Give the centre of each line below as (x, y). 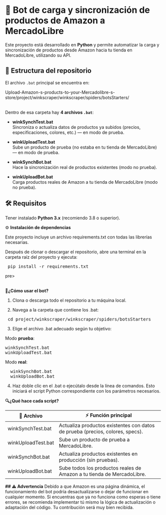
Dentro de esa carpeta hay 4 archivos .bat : (49, 112)
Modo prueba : (20, 338)
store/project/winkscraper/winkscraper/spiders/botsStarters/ (67, 97)
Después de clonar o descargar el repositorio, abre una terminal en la (76, 252)
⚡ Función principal (108, 415)
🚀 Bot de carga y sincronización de (78, 10)
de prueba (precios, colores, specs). (101, 432)
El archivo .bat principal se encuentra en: (47, 82)
